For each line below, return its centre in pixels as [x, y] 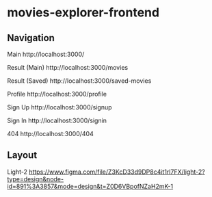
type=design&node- [35, 179]
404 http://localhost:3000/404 [50, 134]
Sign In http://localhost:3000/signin [57, 120]
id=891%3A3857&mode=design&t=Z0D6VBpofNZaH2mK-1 [90, 186]
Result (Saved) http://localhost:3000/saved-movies [79, 81]
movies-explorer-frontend [83, 13]
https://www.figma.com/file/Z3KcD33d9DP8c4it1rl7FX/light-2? [117, 172]
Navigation [31, 38]
